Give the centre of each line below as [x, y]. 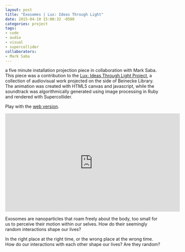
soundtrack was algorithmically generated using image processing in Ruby [82, 92]
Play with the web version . [32, 107]
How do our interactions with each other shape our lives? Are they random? [83, 245]
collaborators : [21, 51]
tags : [11, 28]
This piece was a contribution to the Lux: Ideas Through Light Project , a [79, 76]
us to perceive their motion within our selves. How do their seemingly [76, 224]
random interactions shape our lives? [43, 230]
